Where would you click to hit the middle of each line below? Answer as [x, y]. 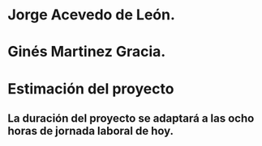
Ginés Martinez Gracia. [87, 52]
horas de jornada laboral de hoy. [91, 131]
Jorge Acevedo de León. [92, 15]
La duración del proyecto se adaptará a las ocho [131, 118]
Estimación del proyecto [91, 88]
